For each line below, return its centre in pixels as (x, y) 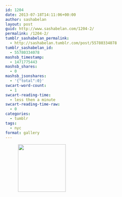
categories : (18, 114)
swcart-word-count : (26, 85)
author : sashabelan (26, 19)
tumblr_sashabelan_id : (29, 48)
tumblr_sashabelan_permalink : (37, 39)
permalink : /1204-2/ (27, 34)
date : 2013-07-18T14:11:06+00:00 (41, 15)
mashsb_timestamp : (25, 57)
